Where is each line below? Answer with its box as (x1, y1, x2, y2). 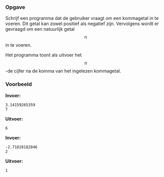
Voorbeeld (5, 81, 32, 88)
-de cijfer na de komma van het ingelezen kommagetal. (5, 68, 122, 74)
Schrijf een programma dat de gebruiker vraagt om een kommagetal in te (5, 15, 159, 21)
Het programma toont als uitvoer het (5, 52, 82, 58)
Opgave (5, 4, 26, 11)
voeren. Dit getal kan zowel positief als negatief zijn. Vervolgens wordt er (5, 20, 159, 27)
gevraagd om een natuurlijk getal (5, 26, 75, 32)
